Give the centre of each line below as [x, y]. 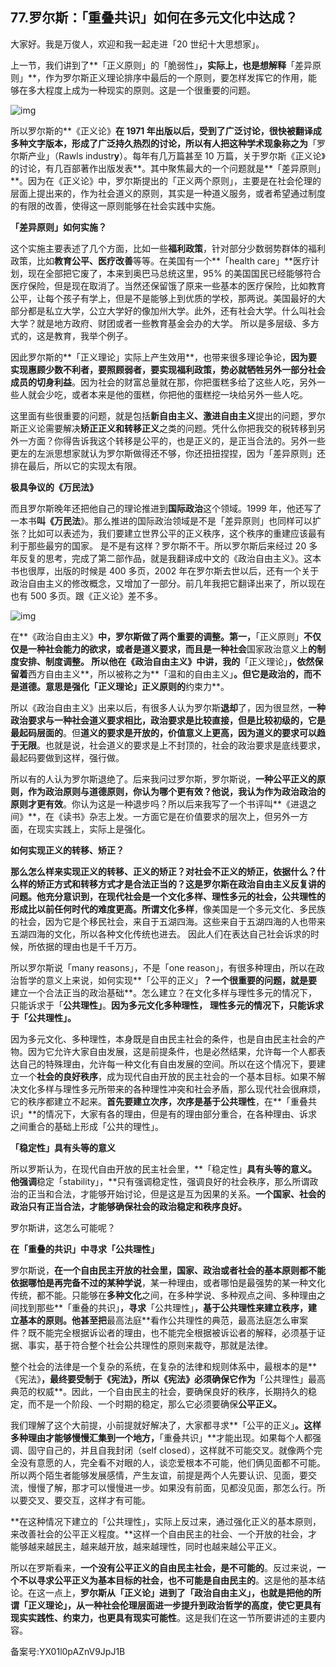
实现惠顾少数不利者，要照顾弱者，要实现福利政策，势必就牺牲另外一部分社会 [168, 369]
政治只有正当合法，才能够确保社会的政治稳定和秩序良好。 [128, 1206]
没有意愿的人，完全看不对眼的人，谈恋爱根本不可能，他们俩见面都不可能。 [172, 1462]
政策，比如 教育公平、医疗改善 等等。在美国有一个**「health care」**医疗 [161, 260]
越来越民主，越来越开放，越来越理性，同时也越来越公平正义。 [154, 1546]
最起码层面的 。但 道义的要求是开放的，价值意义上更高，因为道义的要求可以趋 [168, 732]
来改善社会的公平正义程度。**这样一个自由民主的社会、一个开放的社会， [159, 1534]
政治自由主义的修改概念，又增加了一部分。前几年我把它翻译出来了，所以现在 [168, 583]
